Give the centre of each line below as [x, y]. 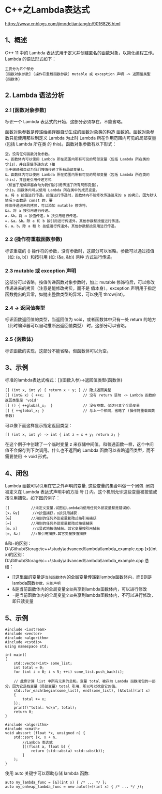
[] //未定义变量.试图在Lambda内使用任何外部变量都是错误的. [68, 508]
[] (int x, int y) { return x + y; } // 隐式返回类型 [58, 390]
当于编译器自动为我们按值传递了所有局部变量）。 [45, 170]
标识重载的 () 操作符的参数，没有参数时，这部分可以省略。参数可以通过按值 [80, 251]
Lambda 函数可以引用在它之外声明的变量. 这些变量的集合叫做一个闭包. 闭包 [80, 486]
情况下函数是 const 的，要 [29, 201]
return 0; [24, 712]
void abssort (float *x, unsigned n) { [45, 733]
